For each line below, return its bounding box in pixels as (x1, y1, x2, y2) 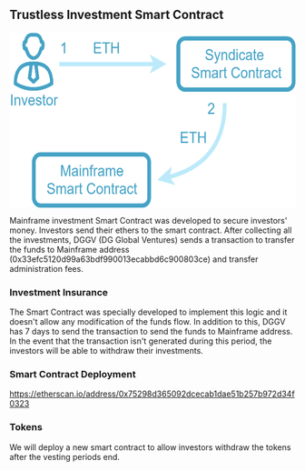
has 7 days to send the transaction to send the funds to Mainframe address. (9, 326, 293, 337)
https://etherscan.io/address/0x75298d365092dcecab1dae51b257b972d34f (9, 388, 295, 399)
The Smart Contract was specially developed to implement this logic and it (9, 306, 288, 317)
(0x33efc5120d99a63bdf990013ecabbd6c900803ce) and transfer (9, 254, 259, 265)
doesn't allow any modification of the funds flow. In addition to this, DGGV (9, 316, 286, 327)
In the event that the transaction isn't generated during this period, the (9, 336, 272, 346)
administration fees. (9, 263, 84, 274)
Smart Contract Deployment (9, 368, 136, 381)
